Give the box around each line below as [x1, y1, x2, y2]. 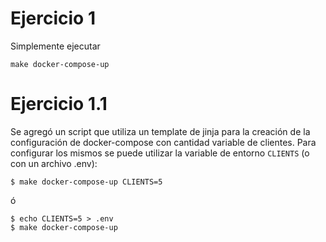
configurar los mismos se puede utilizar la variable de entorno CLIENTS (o [10, 147, 310, 159]
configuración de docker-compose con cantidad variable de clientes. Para [10, 136, 317, 148]
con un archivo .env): [10, 157, 98, 169]
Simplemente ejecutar [10, 40, 101, 52]
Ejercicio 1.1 [10, 93, 108, 116]
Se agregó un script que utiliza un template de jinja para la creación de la [10, 125, 311, 137]
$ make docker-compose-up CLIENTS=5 [10, 177, 163, 187]
